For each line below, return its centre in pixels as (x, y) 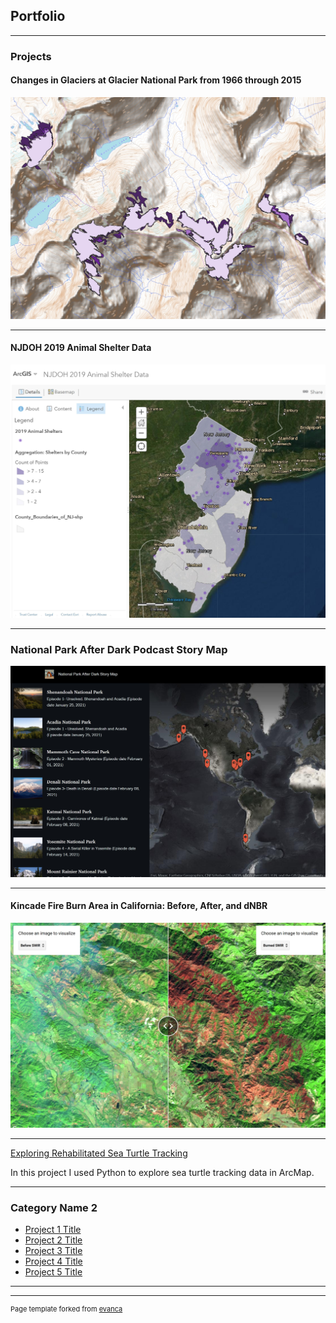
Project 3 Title (53, 1251)
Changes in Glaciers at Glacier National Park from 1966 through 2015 (156, 80)
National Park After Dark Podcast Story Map (119, 649)
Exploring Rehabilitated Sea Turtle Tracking (99, 1153)
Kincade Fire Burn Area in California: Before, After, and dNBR (139, 906)
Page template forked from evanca (66, 1309)
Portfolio (38, 16)
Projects (31, 56)
